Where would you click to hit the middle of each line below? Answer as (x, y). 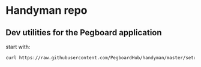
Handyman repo (46, 10)
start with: (18, 47)
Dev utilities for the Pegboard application (84, 33)
